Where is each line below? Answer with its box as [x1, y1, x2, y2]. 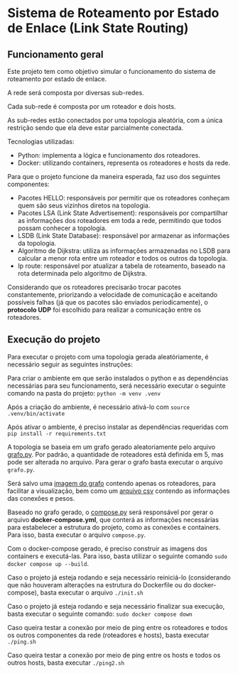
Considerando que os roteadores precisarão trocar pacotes [7, 283, 181, 291]
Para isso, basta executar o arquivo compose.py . [7, 531, 146, 539]
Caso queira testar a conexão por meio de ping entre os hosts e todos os [7, 651, 221, 659]
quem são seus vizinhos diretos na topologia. [17, 201, 151, 210]
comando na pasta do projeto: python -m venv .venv [7, 388, 161, 397]
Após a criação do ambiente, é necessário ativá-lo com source [7, 403, 190, 411]
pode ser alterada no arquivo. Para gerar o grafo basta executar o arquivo [7, 457, 223, 466]
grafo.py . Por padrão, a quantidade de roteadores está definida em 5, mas [7, 450, 224, 459]
